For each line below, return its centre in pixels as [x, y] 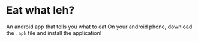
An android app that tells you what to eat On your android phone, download [99, 27]
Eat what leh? [40, 10]
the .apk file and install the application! [54, 33]
